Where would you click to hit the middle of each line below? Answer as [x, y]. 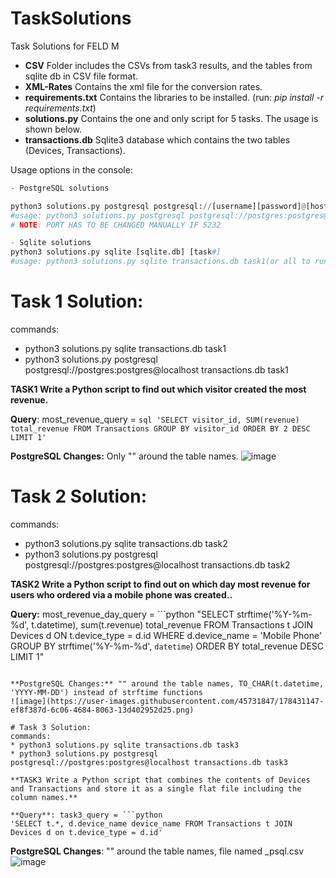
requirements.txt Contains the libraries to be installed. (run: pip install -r [174, 97]
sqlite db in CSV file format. [81, 76]
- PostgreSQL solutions [60, 188]
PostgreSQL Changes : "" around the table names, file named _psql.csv [157, 851]
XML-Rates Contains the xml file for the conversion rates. [143, 86]
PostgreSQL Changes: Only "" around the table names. [124, 456]
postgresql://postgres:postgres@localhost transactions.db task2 [157, 564]
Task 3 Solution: [55, 727]
